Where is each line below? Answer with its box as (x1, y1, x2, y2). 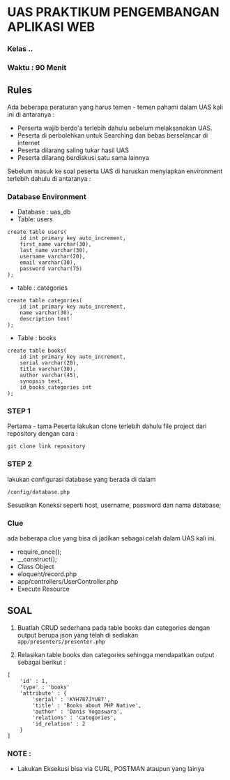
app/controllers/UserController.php (17, 577, 118, 586)
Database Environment (7, 191, 87, 201)
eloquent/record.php (17, 570, 77, 578)
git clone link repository (7, 443, 86, 450)
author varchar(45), (20, 371, 79, 379)
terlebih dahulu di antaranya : (7, 174, 91, 182)
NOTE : (7, 749, 31, 758)
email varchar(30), (20, 259, 77, 266)
